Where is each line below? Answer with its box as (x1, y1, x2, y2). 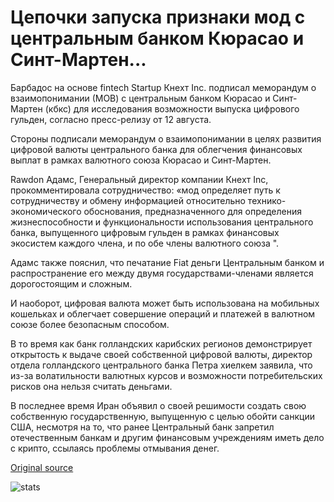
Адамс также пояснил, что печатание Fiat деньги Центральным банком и (10, 256, 325, 268)
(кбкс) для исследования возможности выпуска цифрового (44, 102, 300, 115)
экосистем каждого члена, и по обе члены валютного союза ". (10, 237, 280, 249)
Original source (10, 461, 74, 473)
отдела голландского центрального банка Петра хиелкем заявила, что (10, 359, 313, 371)
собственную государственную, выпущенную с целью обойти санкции (10, 410, 315, 422)
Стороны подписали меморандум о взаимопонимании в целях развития (10, 132, 322, 145)
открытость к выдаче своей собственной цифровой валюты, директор (10, 348, 313, 360)
